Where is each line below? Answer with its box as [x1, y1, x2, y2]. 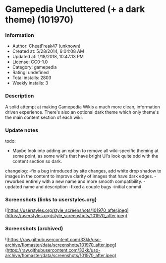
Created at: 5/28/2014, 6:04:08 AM [12, 48, 84, 54]
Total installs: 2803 [12, 75, 52, 81]
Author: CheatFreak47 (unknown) [12, 43, 81, 49]
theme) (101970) [5, 14, 73, 25]
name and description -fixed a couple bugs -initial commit [23, 184, 142, 190]
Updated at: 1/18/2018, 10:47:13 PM [12, 54, 84, 60]
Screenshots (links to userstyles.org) [5, 196, 97, 203]
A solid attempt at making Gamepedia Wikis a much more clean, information [5, 103, 160, 110]
